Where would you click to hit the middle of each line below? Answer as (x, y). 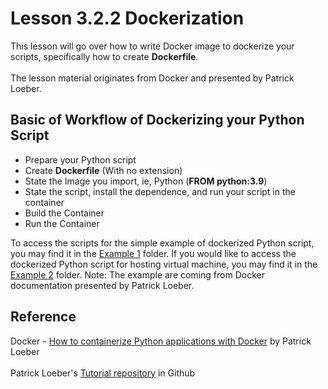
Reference (43, 317)
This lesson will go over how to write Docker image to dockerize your (152, 46)
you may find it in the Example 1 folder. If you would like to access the (153, 253)
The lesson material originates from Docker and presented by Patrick (152, 78)
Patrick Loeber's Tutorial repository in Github (103, 373)
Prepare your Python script (80, 159)
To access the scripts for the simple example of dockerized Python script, (162, 243)
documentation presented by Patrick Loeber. (102, 285)
